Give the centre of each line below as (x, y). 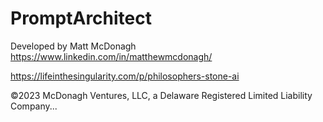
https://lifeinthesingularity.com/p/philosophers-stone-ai (125, 76)
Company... (34, 106)
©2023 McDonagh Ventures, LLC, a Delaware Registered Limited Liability (161, 95)
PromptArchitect (81, 18)
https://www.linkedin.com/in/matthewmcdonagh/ (111, 56)
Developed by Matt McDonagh (73, 46)
